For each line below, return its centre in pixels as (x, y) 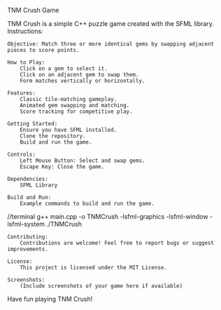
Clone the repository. (53, 136)
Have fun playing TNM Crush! (50, 299)
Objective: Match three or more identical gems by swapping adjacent (111, 44)
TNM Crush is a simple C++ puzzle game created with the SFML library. (111, 23)
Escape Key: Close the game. (62, 167)
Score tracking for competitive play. (76, 112)
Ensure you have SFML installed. (69, 130)
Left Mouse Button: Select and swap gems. (83, 161)
